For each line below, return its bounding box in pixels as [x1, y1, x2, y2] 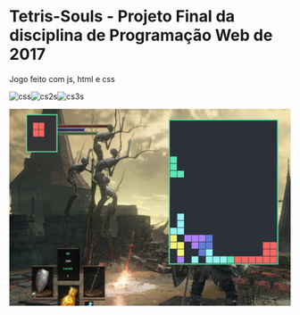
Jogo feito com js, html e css [9, 73, 116, 84]
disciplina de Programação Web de [9, 25, 273, 46]
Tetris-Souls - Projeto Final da [9, 6, 235, 27]
